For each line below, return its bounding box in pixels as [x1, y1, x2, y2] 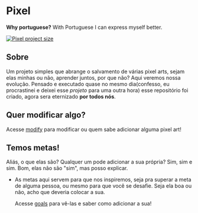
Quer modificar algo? [6, 110, 86, 120]
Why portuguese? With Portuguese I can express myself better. [6, 24, 163, 31]
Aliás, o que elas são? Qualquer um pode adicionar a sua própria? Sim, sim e [6, 158, 193, 166]
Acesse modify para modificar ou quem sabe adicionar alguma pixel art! [6, 126, 181, 133]
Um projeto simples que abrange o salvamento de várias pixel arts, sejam [6, 68, 185, 75]
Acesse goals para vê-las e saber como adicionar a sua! [14, 200, 152, 207]
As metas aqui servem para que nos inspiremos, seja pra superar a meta [14, 176, 191, 183]
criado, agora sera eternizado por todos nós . [6, 93, 116, 100]
